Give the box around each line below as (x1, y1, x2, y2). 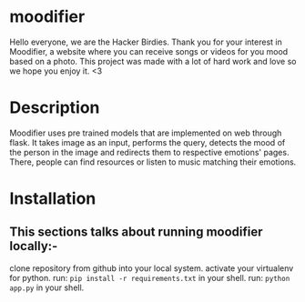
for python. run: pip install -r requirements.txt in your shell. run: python (9, 272, 290, 283)
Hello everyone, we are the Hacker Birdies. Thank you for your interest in (9, 36, 282, 47)
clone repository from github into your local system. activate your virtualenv (9, 262, 294, 274)
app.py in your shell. (9, 282, 85, 293)
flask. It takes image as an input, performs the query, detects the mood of (9, 136, 286, 147)
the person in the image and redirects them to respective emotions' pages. (9, 146, 290, 157)
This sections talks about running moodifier (9, 225, 263, 240)
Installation (9, 188, 97, 209)
